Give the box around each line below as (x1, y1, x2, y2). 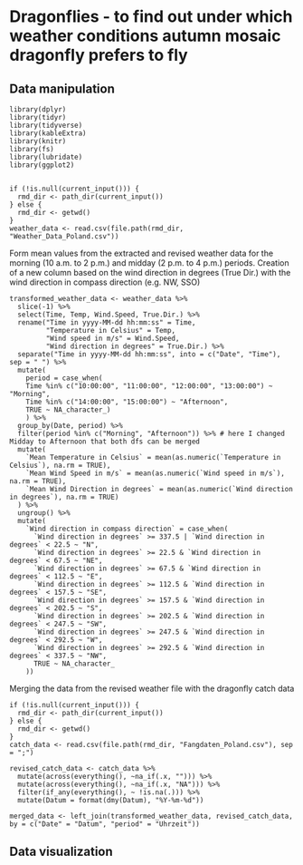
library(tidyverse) (9, 121, 83, 130)
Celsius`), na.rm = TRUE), (9, 461, 111, 470)
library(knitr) (9, 137, 67, 146)
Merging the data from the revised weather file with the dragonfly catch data (9, 683, 295, 694)
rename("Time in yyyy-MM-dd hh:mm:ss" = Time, (17, 318, 196, 327)
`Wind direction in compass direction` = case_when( (25, 524, 229, 533)
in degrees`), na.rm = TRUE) (9, 492, 119, 501)
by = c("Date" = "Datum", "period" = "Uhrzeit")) (9, 820, 201, 829)
